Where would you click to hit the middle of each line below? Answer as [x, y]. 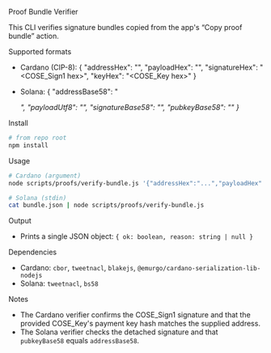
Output [20, 221]
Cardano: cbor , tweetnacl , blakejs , [78, 268]
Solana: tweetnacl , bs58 [59, 283]
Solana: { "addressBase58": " [69, 91]
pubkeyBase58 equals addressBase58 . [80, 341]
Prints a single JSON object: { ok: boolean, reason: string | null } [136, 236]
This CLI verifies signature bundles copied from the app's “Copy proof [125, 27]
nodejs [31, 276]
